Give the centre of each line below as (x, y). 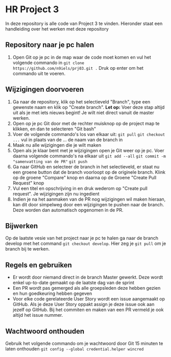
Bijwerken (22, 226)
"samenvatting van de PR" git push (50, 161)
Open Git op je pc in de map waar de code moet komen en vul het (82, 57)
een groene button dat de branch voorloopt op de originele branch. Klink (89, 172)
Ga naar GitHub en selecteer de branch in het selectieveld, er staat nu (86, 167)
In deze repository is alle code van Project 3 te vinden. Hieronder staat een (84, 23)
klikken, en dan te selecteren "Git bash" (54, 129)
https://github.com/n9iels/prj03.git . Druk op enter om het (78, 68)
